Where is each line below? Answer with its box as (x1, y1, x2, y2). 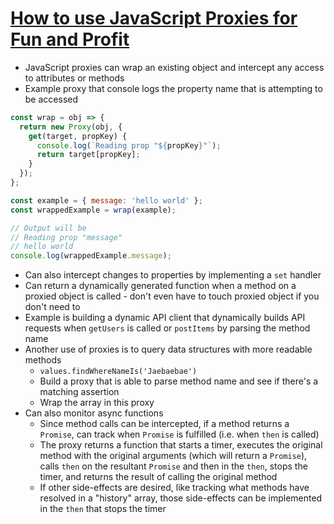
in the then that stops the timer (39, 503, 167, 515)
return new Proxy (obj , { (19, 122, 123, 132)
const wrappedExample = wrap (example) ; (10, 205, 177, 215)
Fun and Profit (10, 28, 130, 51)
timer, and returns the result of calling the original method (39, 471, 278, 483)
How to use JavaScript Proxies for (10, 7, 298, 30)
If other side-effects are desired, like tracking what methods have (39, 482, 310, 494)
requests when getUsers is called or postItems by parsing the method (24, 322, 311, 334)
